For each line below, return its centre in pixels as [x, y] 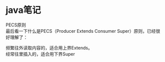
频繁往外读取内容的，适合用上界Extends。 [49, 48]
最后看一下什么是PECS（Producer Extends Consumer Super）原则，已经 [81, 31]
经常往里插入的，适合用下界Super [40, 54]
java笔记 [23, 10]
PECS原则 [16, 25]
